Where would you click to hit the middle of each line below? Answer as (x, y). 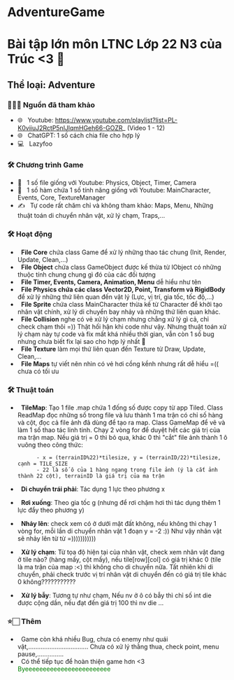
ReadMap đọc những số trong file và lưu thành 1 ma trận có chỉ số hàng (120, 415)
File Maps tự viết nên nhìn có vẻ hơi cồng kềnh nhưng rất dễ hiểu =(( (119, 363)
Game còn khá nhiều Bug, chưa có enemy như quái (94, 639)
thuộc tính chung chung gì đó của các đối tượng (86, 275)
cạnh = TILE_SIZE (43, 464)
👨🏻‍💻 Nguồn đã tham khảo (51, 104)
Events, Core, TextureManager (61, 197)
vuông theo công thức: (50, 445)
